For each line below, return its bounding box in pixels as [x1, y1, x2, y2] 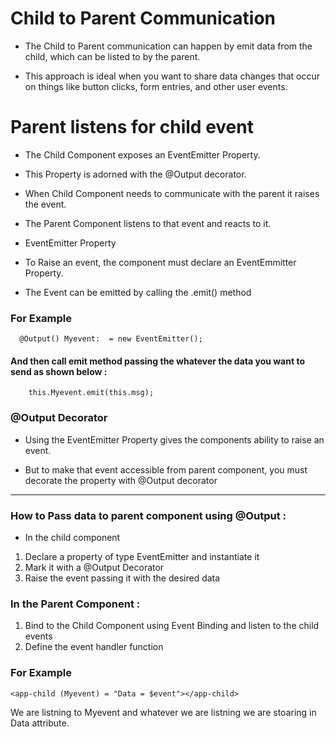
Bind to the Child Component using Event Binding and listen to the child [24, 620, 320, 632]
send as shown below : [10, 365, 108, 377]
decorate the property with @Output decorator [24, 474, 218, 486]
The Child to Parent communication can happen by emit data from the [24, 40, 313, 52]
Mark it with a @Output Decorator [24, 561, 165, 573]
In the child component [24, 531, 121, 543]
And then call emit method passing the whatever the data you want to [10, 355, 305, 367]
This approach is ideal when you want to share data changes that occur [24, 70, 321, 82]
